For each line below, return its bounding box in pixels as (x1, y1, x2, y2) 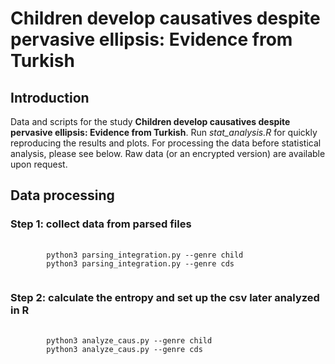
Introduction (10, 89, 90, 106)
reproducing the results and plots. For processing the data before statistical (10, 137, 322, 149)
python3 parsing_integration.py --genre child (46, 250, 244, 260)
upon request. (10, 158, 68, 170)
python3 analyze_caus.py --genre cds (46, 344, 203, 354)
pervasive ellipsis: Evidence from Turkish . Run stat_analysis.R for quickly (10, 127, 318, 138)
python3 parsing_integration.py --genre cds (46, 258, 235, 269)
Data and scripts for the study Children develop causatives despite (10, 116, 291, 127)
